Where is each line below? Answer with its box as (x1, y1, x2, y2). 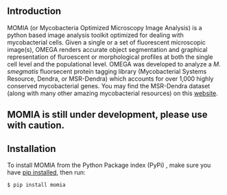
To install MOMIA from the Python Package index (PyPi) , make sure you (7, 161, 211, 170)
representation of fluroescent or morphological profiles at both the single (7, 53, 214, 61)
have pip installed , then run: (7, 168, 86, 177)
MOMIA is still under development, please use (7, 109, 208, 120)
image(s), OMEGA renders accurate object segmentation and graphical (7, 45, 208, 53)
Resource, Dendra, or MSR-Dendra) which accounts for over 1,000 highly (7, 75, 214, 83)
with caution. (7, 120, 65, 131)
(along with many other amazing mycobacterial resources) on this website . (7, 89, 218, 97)
